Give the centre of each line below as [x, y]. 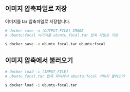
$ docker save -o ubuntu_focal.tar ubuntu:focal [55, 44]
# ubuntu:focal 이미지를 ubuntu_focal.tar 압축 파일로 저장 [62, 35]
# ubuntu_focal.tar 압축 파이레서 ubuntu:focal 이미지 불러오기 [65, 76]
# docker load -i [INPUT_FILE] [37, 72]
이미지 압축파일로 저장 [36, 9]
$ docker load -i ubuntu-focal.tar [41, 85]
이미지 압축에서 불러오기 [39, 60]
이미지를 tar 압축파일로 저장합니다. [38, 21]
